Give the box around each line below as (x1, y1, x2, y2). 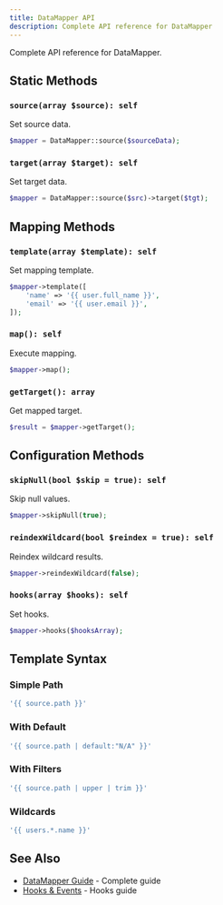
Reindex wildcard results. (9, 551, 104, 562)
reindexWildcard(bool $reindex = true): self (9, 533, 215, 543)
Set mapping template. (9, 265, 94, 276)
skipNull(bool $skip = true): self (9, 475, 167, 486)
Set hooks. (9, 608, 50, 619)
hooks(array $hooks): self (9, 590, 129, 600)
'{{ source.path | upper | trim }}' (9, 783, 148, 792)
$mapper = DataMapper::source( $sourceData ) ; (9, 136, 180, 146)
